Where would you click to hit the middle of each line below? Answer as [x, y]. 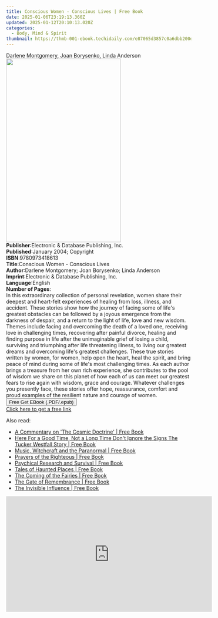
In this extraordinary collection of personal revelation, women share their [94, 295]
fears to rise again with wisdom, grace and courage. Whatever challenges [95, 383]
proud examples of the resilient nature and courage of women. [82, 395]
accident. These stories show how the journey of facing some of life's [90, 308]
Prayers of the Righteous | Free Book [59, 457]
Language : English [28, 283]
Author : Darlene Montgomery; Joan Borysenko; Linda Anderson [83, 270]
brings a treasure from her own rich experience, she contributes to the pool [97, 370]
